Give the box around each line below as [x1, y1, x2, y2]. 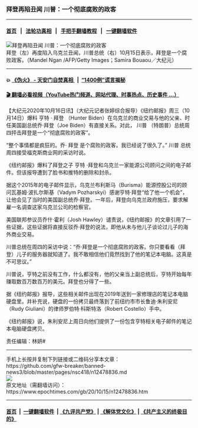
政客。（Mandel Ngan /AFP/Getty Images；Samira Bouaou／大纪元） [11, 56, 177, 63]
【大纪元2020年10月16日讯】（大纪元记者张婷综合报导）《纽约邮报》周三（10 [6, 107, 190, 114]
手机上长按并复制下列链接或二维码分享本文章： [6, 355, 120, 363]
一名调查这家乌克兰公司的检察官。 [11, 203, 94, 210]
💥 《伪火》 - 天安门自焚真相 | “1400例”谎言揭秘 [6, 77, 126, 84]
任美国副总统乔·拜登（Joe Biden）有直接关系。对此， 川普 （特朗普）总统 [6, 122, 184, 129]
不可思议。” [6, 258, 32, 265]
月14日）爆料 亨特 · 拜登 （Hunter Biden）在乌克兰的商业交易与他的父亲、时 [6, 114, 190, 121]
